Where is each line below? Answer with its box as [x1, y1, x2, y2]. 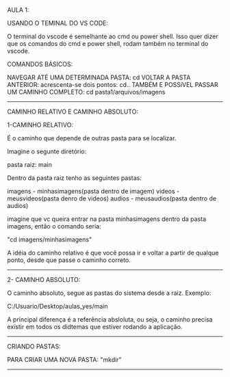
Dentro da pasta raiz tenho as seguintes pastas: [7, 174, 142, 182]
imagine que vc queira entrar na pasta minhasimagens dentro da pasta [7, 215, 207, 223]
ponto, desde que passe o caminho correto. [7, 256, 131, 264]
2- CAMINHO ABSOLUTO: [7, 276, 81, 283]
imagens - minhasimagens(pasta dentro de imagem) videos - [7, 187, 180, 195]
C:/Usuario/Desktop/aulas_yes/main [7, 302, 108, 310]
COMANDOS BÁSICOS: [7, 60, 73, 68]
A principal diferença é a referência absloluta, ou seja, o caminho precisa [7, 315, 213, 324]
